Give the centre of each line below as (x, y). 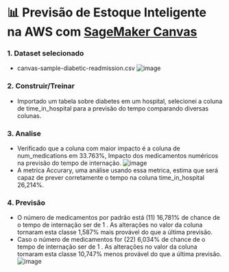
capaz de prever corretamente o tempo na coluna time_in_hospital (111, 178)
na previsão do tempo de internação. (69, 163)
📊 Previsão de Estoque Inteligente (107, 13)
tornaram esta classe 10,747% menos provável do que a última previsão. (119, 254)
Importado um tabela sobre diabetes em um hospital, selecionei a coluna (120, 101)
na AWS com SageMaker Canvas (102, 32)
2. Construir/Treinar (41, 86)
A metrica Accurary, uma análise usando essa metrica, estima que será (117, 170)
